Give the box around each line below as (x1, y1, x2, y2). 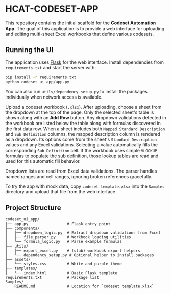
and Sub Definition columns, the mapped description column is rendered (5, 131, 160, 137)
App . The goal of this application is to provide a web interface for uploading (5, 25, 165, 31)
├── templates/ (5, 266, 38, 271)
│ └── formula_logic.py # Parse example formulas (5, 239, 123, 244)
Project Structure (5, 203, 61, 212)
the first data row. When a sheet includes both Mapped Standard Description (5, 126, 165, 132)
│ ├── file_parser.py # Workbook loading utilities (5, 235, 131, 240)
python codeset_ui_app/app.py (5, 79, 70, 84)
